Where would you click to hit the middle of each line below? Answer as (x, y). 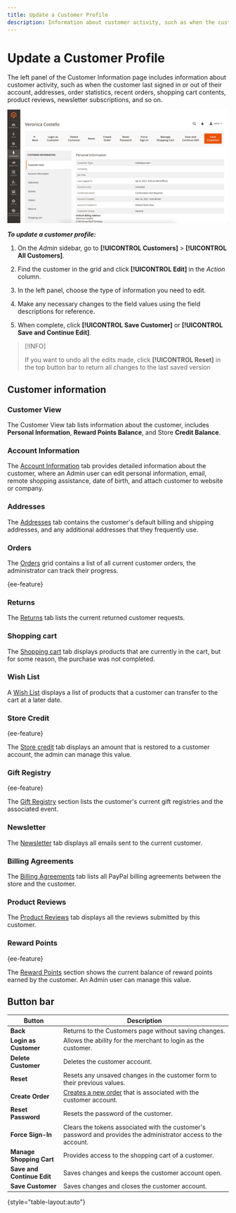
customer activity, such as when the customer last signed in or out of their (115, 85)
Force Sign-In (31, 1134)
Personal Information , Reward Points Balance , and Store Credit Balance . (114, 432)
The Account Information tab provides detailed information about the (107, 466)
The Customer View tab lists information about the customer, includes (108, 425)
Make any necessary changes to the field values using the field (109, 304)
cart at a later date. (35, 700)
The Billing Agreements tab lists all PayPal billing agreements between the (114, 876)
